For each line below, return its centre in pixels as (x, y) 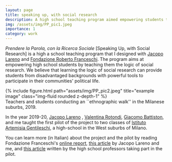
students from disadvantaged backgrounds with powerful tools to (74, 75)
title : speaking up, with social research (51, 15)
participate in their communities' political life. (53, 81)
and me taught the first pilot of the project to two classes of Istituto (76, 122)
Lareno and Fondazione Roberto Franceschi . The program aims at (75, 59)
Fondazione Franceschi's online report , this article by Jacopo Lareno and (82, 143)
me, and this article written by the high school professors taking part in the (84, 148)
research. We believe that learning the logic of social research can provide (84, 70)
